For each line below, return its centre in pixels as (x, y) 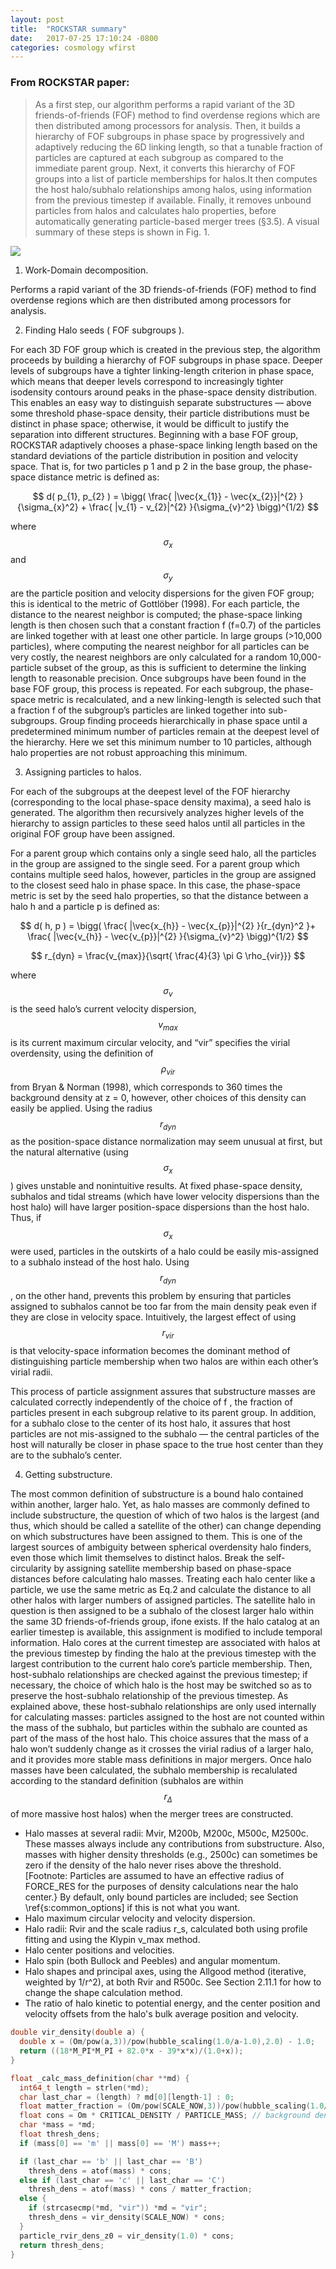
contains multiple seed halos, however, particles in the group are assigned (163, 875)
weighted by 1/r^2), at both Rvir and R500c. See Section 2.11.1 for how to (173, 1982)
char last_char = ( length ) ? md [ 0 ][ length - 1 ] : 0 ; (127, 2097)
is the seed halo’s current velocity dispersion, (103, 1008)
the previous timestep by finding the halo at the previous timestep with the (163, 1653)
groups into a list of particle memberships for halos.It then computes (176, 178)
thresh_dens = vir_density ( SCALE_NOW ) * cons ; (127, 2217)
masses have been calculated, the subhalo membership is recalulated (154, 1770)
